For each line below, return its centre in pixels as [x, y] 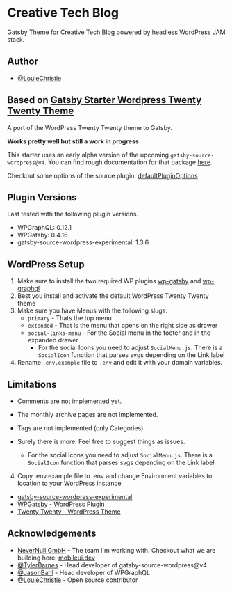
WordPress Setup [46, 264]
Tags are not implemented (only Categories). [81, 428]
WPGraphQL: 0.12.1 [44, 228]
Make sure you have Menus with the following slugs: [92, 310]
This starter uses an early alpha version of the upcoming [88, 155]
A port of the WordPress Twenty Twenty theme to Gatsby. [90, 127]
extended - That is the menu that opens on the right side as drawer [123, 326]
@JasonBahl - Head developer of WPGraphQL [84, 572]
